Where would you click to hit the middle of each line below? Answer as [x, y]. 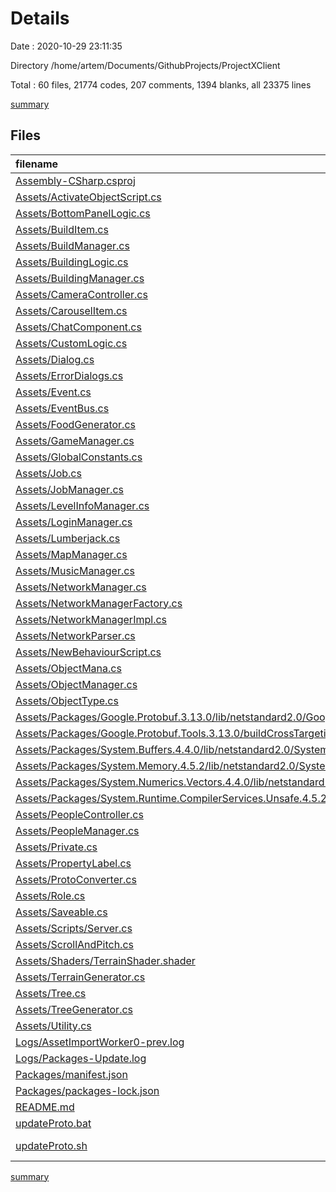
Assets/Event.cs [53, 392]
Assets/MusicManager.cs [75, 570]
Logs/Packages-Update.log [81, 1058]
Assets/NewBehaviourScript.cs [88, 652]
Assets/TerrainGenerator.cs [80, 977]
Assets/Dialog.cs [55, 359]
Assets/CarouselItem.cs [71, 310]
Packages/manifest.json [71, 1074]
